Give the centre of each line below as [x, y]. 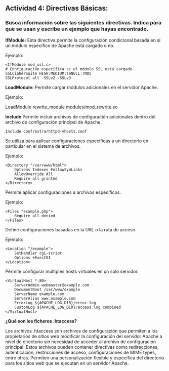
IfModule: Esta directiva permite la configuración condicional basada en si [83, 40]
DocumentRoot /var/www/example [47, 290]
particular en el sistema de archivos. [43, 146]
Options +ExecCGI [33, 258]
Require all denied [35, 216]
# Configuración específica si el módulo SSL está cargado [69, 69]
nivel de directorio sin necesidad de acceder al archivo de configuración [81, 342]
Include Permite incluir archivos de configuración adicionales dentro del [80, 116]
